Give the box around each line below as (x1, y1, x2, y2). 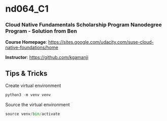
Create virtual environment (5, 82, 61, 89)
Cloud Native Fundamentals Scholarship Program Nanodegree (5, 21, 162, 28)
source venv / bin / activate (5, 111, 60, 117)
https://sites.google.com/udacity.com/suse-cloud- (48, 39, 154, 45)
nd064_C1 (5, 3, 49, 15)
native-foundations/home (5, 44, 58, 51)
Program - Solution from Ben (5, 27, 77, 35)
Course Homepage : (5, 39, 47, 45)
